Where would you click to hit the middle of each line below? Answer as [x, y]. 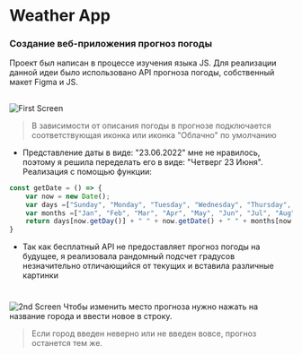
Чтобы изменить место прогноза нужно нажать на [160, 307]
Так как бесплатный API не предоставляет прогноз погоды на [141, 247]
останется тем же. [67, 343]
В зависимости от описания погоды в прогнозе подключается [151, 126]
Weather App [60, 16]
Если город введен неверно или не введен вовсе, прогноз [144, 333]
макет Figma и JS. [44, 82]
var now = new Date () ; [68, 196]
